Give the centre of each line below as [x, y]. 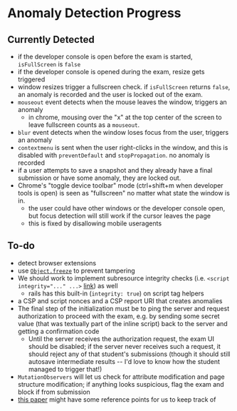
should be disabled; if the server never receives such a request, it [124, 346]
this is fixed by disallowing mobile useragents [95, 223]
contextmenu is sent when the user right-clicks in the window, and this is [123, 147]
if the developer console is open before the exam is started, [105, 56]
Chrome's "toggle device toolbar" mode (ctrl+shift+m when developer [120, 186]
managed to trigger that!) [65, 369]
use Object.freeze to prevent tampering [76, 270]
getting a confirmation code [58, 331]
